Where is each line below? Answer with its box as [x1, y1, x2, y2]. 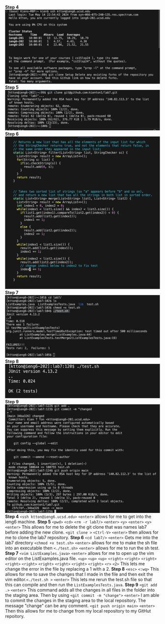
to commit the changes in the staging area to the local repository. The [5, 597, 146, 603]
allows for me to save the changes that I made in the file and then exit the [5, 571, 153, 577]
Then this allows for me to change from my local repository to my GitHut [5, 608, 151, 614]
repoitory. [5, 613, 25, 619]
